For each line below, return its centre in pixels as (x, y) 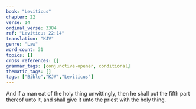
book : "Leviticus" (29, 11)
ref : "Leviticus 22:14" (35, 33)
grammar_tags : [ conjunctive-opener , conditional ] (68, 66)
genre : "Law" (22, 45)
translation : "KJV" (30, 39)
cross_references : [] (33, 60)
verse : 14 (18, 22)
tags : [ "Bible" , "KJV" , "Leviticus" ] (50, 77)
